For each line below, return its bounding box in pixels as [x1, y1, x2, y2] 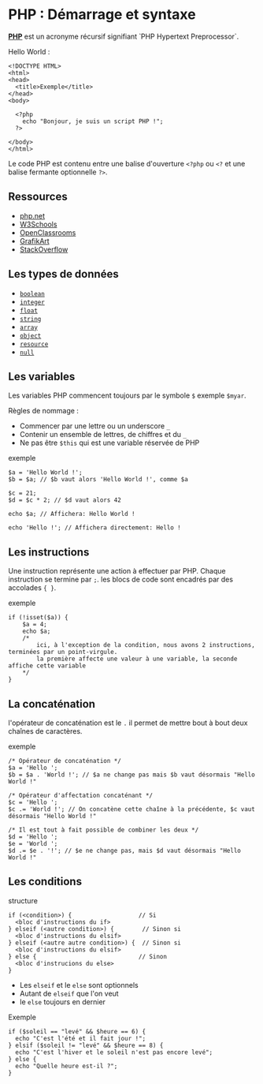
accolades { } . [8, 583, 57, 592]
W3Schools [19, 219, 57, 229]
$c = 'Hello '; [8, 798, 58, 806]
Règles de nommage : [8, 406, 79, 416]
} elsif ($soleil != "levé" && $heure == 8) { [8, 1041, 164, 1049]
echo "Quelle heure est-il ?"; [15, 1062, 118, 1070]
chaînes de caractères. [8, 727, 83, 735]
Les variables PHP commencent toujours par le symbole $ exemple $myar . [8, 391, 246, 400]
